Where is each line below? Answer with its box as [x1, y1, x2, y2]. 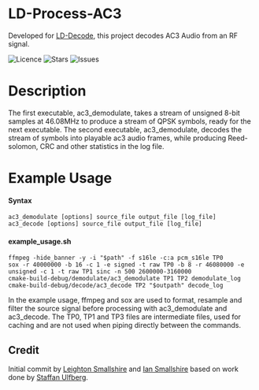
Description [8, 82, 87, 100]
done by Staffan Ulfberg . [8, 373, 89, 382]
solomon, [8, 141, 39, 150]
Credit [8, 344, 39, 357]
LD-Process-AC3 [8, 5, 122, 23]
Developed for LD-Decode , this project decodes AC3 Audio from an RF [8, 31, 239, 40]
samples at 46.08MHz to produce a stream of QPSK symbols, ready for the [8, 116, 252, 126]
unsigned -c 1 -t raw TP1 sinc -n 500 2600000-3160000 [8, 268, 192, 276]
